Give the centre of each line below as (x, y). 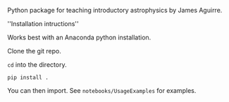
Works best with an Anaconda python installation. (79, 37)
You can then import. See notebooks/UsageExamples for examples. (102, 90)
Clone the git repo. (35, 51)
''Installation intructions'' (43, 24)
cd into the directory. (37, 65)
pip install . (28, 77)
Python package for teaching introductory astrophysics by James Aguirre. (115, 10)
